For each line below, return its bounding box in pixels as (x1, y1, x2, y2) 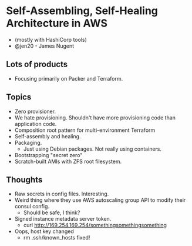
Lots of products (6, 59, 68, 69)
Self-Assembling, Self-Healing (6, 4, 159, 18)
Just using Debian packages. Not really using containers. (23, 145, 162, 152)
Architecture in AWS (6, 16, 107, 30)
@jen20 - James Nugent (14, 42, 75, 49)
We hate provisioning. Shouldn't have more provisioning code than (14, 114, 176, 121)
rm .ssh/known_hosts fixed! (23, 234, 90, 241)
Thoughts (6, 175, 43, 185)
